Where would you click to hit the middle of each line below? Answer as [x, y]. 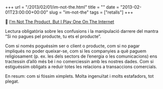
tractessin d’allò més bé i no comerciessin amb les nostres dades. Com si [80, 61]
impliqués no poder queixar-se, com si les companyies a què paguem [76, 51]
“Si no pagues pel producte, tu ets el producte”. [53, 36]
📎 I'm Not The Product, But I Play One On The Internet [60, 22]
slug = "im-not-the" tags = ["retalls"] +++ [91, 12]
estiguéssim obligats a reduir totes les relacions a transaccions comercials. [81, 67]
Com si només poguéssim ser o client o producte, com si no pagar [73, 46]
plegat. [12, 81]
